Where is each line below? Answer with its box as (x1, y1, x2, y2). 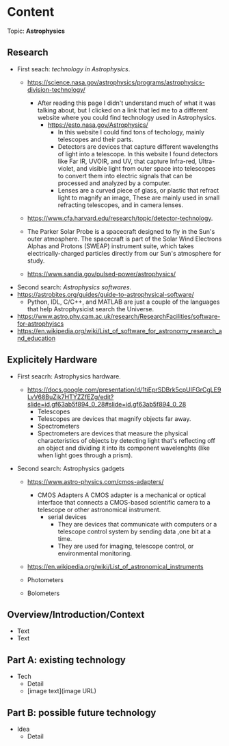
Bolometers (27, 589, 60, 597)
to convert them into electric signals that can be (57, 171, 193, 180)
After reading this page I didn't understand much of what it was (37, 99, 216, 107)
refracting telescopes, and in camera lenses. (57, 200, 183, 209)
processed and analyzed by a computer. (57, 179, 172, 187)
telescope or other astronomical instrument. (37, 505, 161, 514)
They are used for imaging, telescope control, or (57, 542, 194, 550)
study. (27, 256, 45, 265)
